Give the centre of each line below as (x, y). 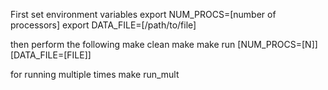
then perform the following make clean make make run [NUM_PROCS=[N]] (164, 44)
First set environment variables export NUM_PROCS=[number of (143, 14)
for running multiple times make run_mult (95, 74)
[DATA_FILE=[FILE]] (51, 55)
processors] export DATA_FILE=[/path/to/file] (103, 25)
